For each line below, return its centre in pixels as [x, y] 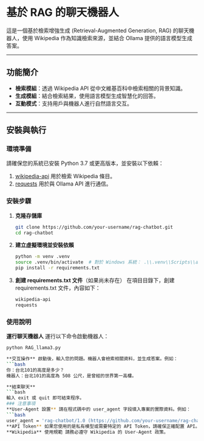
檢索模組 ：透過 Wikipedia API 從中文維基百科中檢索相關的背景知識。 [100, 88]
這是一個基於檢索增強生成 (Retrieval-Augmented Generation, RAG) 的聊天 [98, 30]
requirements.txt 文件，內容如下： [58, 288]
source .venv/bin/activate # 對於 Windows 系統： [78, 262]
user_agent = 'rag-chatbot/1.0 [46, 420]
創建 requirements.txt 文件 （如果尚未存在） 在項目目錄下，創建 [95, 280]
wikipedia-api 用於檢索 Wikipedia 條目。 [65, 176]
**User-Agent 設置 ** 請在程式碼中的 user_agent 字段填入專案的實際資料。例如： [99, 409]
